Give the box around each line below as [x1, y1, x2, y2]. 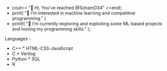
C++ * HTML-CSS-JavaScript [12, 45, 73, 51]
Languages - [5, 35, 31, 41]
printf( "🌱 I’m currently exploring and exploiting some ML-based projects [12, 20, 162, 26]
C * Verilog [12, 50, 36, 56]
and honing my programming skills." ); [12, 26, 91, 32]
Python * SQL [12, 56, 41, 62]
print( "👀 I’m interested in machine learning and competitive [12, 10, 135, 16]
